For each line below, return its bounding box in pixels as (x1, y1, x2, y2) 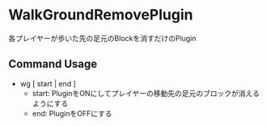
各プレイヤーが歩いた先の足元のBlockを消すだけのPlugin (8, 33, 197, 43)
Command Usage (8, 57, 98, 71)
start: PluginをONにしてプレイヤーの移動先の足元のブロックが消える (32, 88, 261, 98)
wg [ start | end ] (19, 78, 77, 88)
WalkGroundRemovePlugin (8, 6, 193, 24)
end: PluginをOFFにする (32, 108, 112, 118)
